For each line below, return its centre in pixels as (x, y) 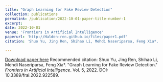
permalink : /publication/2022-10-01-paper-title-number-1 (65, 19)
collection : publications (31, 14)
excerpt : (14, 23)
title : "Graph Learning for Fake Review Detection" (59, 10)
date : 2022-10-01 (23, 28)
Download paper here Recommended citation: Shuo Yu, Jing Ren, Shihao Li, (81, 60)
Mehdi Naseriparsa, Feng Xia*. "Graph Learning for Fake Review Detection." (81, 64)
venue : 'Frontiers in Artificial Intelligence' (55, 32)
